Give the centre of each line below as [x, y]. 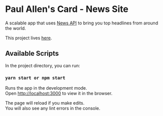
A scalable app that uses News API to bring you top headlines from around [82, 23]
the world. [16, 28]
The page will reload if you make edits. [45, 103]
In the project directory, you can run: [43, 65]
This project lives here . [29, 38]
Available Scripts [32, 54]
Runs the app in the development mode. [46, 88]
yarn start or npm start [35, 78]
